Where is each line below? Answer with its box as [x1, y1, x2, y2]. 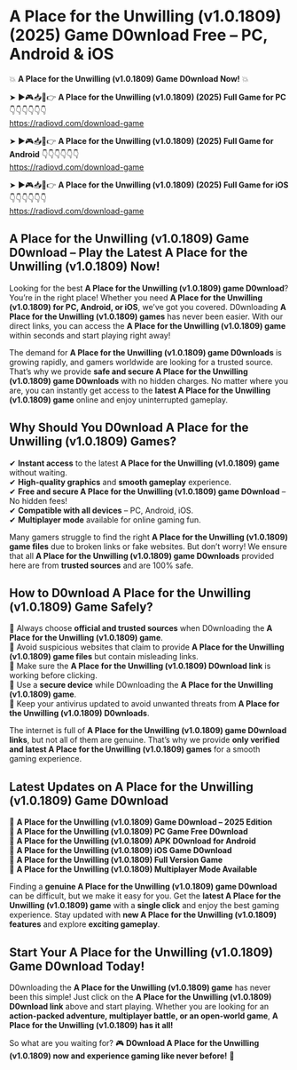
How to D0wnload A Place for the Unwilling [9, 585, 251, 601]
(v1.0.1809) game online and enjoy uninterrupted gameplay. [9, 394, 229, 405]
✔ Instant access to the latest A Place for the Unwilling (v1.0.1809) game [9, 458, 280, 468]
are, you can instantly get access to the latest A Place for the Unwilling [9, 385, 271, 395]
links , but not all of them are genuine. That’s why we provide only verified [9, 735, 280, 746]
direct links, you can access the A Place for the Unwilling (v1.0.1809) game [9, 320, 286, 331]
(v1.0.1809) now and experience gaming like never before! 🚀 [9, 1050, 235, 1061]
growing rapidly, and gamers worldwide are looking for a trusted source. [9, 356, 273, 367]
